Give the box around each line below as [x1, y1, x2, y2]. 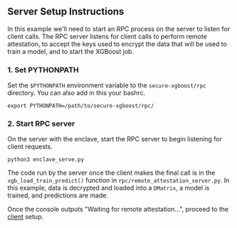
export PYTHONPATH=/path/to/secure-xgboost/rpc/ [7, 102, 154, 109]
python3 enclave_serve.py [7, 156, 84, 163]
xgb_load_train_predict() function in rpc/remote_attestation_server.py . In [7, 176, 230, 185]
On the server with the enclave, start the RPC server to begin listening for [7, 135, 223, 143]
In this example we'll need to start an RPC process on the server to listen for [7, 24, 230, 33]
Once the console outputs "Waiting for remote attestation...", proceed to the [7, 205, 229, 214]
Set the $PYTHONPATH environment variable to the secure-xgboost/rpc [7, 81, 206, 89]
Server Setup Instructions [7, 6, 125, 18]
